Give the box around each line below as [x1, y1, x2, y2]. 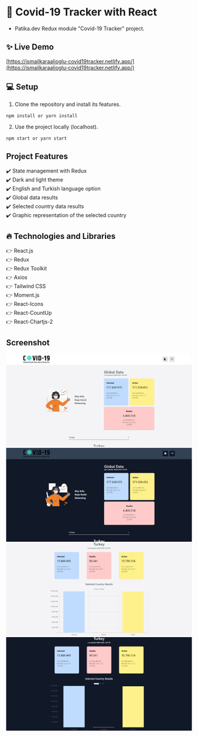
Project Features [6, 151, 68, 161]
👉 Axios [6, 274, 28, 281]
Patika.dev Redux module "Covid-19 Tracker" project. [14, 25, 145, 32]
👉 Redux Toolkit [6, 265, 47, 272]
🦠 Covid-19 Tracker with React [6, 5, 157, 19]
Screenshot [6, 337, 50, 348]
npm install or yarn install [6, 112, 78, 119]
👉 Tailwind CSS [6, 283, 46, 290]
